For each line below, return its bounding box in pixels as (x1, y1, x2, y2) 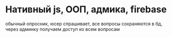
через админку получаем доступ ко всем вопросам (5, 26, 120, 32)
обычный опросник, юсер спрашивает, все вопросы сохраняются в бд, (5, 21, 163, 27)
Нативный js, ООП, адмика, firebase (5, 4, 167, 15)
